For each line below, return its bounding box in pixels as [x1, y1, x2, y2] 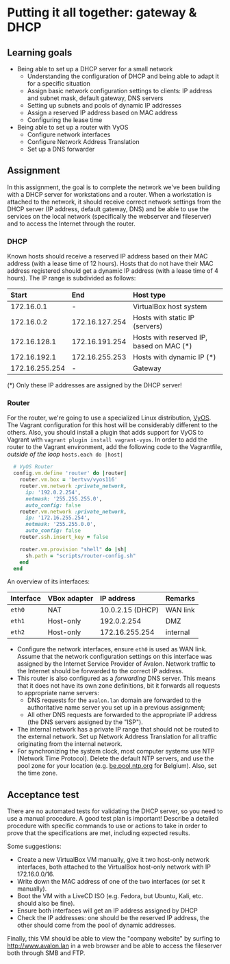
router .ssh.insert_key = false [19, 533, 109, 541]
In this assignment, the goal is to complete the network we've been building [7, 183, 220, 191]
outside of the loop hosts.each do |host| [7, 450, 123, 459]
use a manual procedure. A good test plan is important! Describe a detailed [7, 815, 219, 823]
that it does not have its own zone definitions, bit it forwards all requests [16, 682, 220, 690]
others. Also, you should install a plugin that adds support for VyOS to [7, 429, 204, 437]
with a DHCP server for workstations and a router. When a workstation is [7, 190, 212, 198]
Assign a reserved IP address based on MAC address [27, 108, 178, 117]
